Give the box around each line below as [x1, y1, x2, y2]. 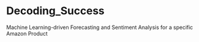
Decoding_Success [6, 4, 105, 18]
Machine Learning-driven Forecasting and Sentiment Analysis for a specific [6, 24, 194, 31]
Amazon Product [6, 30, 48, 37]
